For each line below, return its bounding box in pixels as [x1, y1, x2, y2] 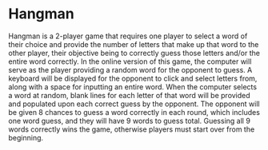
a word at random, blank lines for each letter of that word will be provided [8, 90, 250, 100]
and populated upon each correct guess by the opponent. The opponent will [8, 99, 260, 109]
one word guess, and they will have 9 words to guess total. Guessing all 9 [8, 116, 250, 125]
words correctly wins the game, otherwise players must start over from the [8, 124, 255, 134]
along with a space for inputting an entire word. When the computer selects [8, 81, 258, 92]
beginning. [8, 132, 44, 142]
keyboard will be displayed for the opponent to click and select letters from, [8, 73, 258, 83]
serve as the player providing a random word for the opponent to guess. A [8, 65, 253, 74]
